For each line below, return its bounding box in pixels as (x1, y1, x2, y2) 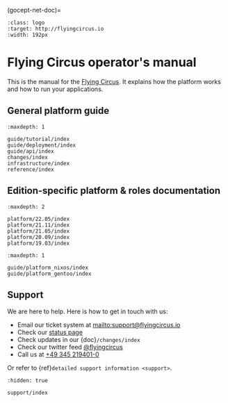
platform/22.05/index (7, 215, 70, 222)
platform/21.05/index (7, 227, 70, 235)
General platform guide (7, 105, 110, 117)
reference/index (7, 166, 54, 173)
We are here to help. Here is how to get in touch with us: (7, 307, 168, 315)
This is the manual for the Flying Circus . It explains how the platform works (7, 77, 221, 85)
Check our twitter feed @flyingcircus (17, 343, 123, 352)
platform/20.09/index (7, 233, 70, 240)
